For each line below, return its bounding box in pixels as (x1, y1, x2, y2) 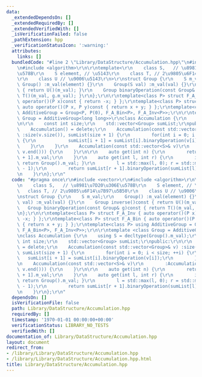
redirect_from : (6, 344, 44, 351)
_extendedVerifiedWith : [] (11, 25, 79, 32)
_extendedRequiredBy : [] (11, 20, 74, 26)
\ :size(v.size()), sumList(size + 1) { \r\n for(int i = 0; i (17, 132, 195, 139)
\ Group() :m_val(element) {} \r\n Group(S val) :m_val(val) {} (17, 82, 187, 88)
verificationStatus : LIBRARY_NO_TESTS (11, 322, 109, 328)
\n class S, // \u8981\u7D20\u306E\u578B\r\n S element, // (17, 182, 192, 188)
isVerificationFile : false (11, 300, 79, 306)
